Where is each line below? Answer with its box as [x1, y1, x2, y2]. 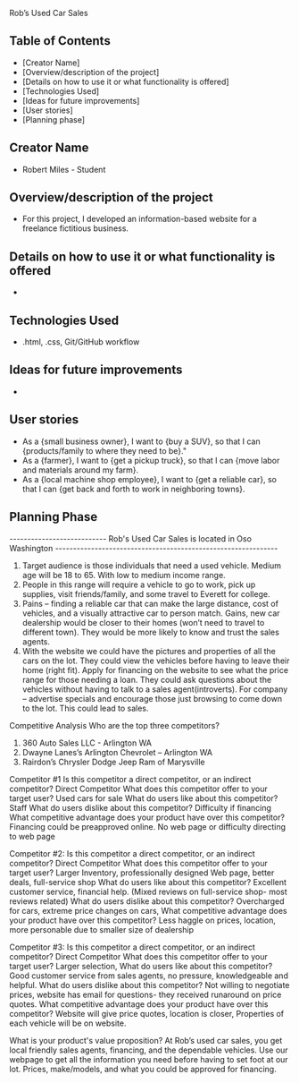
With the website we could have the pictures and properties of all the [21, 645, 277, 656]
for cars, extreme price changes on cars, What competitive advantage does [9, 905, 287, 916]
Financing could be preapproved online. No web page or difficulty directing [9, 821, 286, 831]
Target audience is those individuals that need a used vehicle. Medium [21, 559, 282, 571]
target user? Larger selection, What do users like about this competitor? [9, 960, 273, 971]
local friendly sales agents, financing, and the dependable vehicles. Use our [9, 1045, 288, 1055]
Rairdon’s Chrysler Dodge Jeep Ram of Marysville [21, 756, 205, 767]
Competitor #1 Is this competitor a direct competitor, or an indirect [9, 773, 252, 784]
